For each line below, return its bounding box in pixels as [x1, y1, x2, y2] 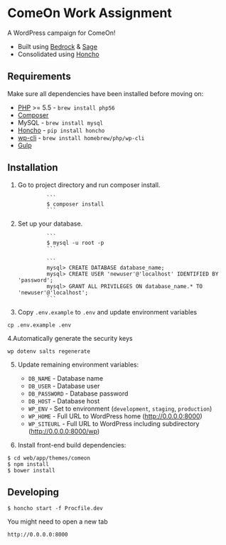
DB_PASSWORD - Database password [28, 389, 129, 398]
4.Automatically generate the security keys [7, 334, 133, 342]
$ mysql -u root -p [46, 239, 104, 246]
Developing [7, 486, 59, 498]
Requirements [7, 70, 71, 83]
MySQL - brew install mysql [17, 118, 104, 127]
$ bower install [7, 467, 55, 474]
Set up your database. [17, 219, 83, 228]
